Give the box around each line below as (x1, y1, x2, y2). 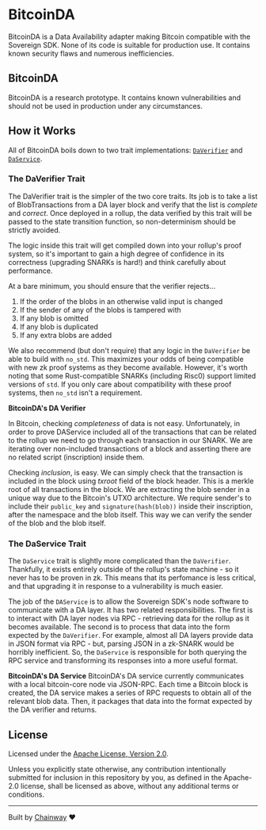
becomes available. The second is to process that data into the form (8, 622, 230, 632)
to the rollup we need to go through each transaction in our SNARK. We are (8, 435, 253, 445)
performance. (8, 266, 53, 275)
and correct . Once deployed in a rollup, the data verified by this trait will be (8, 208, 253, 217)
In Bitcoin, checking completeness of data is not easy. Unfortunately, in (8, 418, 240, 428)
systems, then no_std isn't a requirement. (8, 387, 142, 398)
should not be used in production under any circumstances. (8, 101, 203, 110)
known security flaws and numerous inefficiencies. (8, 48, 174, 58)
